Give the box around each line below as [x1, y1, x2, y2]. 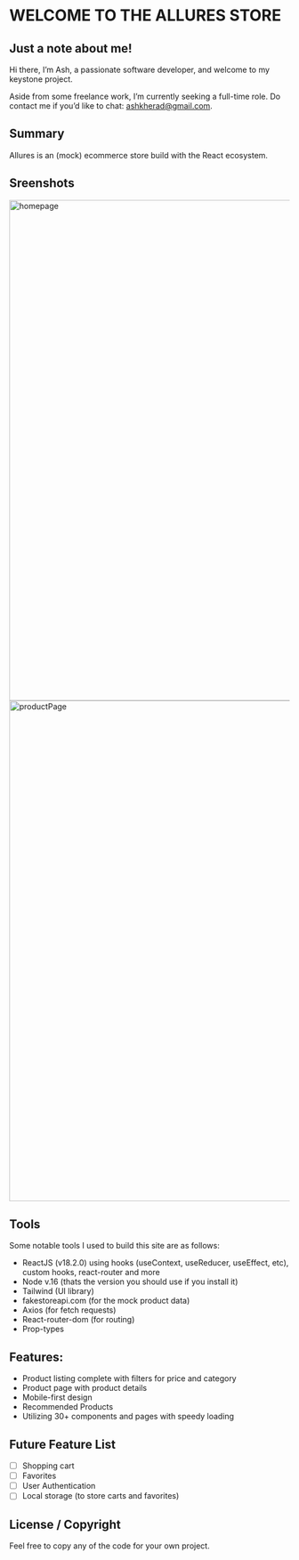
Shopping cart [21, 1460, 75, 1471]
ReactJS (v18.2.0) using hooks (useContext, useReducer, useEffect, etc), [21, 1257, 289, 1268]
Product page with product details [21, 1383, 148, 1394]
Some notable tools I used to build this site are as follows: [9, 1241, 220, 1251]
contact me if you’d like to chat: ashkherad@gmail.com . [9, 101, 214, 111]
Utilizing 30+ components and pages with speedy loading [21, 1411, 234, 1422]
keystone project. [9, 74, 73, 85]
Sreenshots [9, 175, 75, 191]
